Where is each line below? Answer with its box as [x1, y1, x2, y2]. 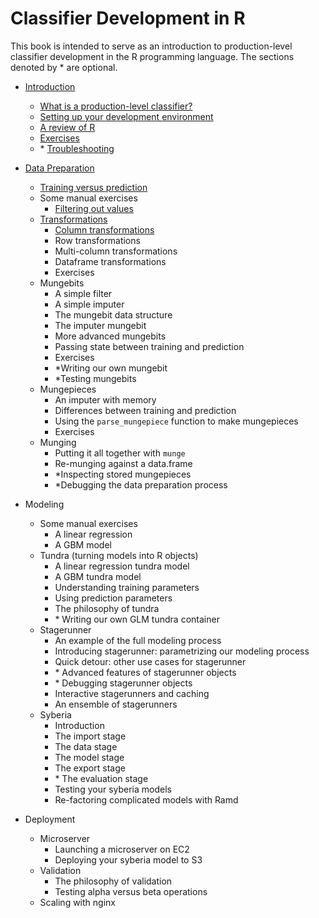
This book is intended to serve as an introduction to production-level [10, 40, 293, 52]
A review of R [39, 121, 96, 133]
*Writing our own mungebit [54, 362, 168, 374]
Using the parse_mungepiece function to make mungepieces [54, 415, 299, 427]
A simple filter [54, 287, 113, 299]
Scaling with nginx [39, 896, 116, 908]
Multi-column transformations [54, 245, 178, 257]
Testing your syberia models [54, 783, 172, 795]
